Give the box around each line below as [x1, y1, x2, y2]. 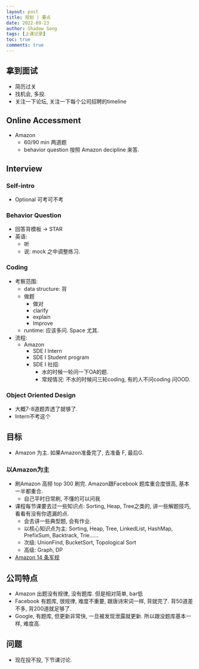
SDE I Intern [32, 347, 62, 354]
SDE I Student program [32, 354, 90, 361]
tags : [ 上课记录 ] [6, 31, 46, 37]
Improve [32, 320, 53, 327]
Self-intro [6, 181, 35, 190]
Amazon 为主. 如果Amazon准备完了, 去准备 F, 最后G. [14, 449, 144, 456]
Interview [6, 163, 43, 174]
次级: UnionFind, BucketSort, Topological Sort [23, 539, 136, 546]
